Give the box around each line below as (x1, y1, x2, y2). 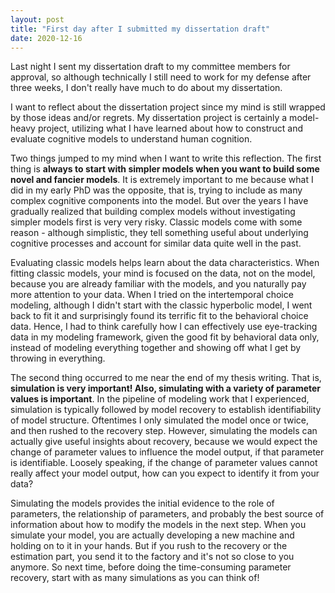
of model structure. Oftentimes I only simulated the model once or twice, (10, 414, 309, 426)
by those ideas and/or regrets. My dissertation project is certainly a (10, 112, 288, 124)
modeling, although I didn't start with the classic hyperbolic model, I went (10, 299, 313, 311)
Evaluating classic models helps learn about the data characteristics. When (10, 257, 320, 269)
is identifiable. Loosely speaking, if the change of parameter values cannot (10, 457, 318, 469)
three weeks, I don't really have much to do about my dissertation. (10, 82, 283, 94)
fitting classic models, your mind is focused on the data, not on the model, (10, 267, 316, 280)
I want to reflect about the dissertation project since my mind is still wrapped (10, 101, 326, 113)
